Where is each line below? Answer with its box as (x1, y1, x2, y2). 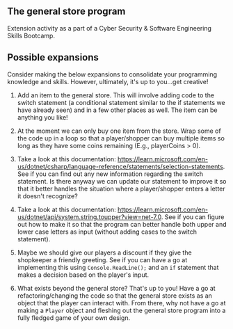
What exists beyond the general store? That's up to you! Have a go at (17, 284, 216, 292)
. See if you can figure (161, 212, 225, 221)
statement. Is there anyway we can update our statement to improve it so (17, 177, 227, 185)
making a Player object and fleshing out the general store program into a (17, 306, 226, 314)
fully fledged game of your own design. (17, 313, 131, 322)
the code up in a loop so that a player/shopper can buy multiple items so (17, 134, 225, 142)
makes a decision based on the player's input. (17, 271, 150, 279)
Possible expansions (7, 51, 99, 63)
